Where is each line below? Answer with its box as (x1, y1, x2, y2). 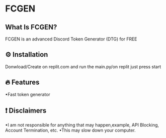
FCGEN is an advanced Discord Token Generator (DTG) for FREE (5, 36, 138, 42)
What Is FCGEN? (5, 23, 57, 31)
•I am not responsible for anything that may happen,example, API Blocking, (5, 122, 159, 128)
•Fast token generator (5, 91, 51, 97)
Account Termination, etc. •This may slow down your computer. (5, 128, 136, 134)
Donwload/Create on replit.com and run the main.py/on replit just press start (5, 63, 162, 70)
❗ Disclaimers (5, 107, 47, 115)
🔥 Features (5, 78, 40, 87)
